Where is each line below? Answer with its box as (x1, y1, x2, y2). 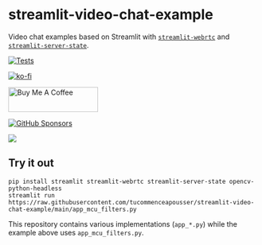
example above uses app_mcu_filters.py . (8, 227, 144, 237)
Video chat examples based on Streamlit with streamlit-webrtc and (8, 32, 230, 41)
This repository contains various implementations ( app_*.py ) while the (8, 219, 237, 228)
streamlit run (8, 191, 56, 200)
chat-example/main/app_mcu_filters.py (8, 205, 137, 213)
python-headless (8, 185, 62, 192)
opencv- (229, 177, 255, 185)
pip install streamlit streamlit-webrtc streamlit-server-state (8, 177, 226, 185)
